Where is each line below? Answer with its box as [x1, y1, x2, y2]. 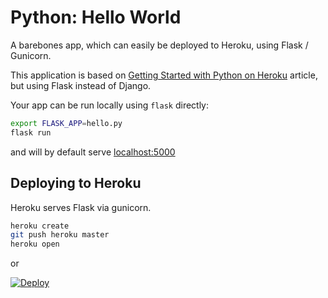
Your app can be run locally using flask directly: [10, 99, 210, 111]
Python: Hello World [10, 6, 182, 29]
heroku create [10, 221, 70, 231]
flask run [10, 127, 52, 138]
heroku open [10, 239, 60, 250]
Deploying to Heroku [10, 175, 142, 192]
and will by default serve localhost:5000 [10, 146, 176, 158]
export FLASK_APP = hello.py [10, 118, 123, 128]
